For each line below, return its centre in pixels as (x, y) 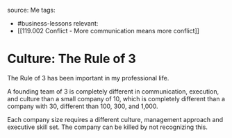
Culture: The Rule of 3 (72, 59)
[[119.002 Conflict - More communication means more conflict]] (108, 31)
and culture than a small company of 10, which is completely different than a (116, 98)
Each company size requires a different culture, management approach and (115, 119)
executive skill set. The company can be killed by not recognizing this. (108, 127)
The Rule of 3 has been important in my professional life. (88, 78)
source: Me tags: (31, 10)
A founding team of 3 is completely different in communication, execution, (113, 91)
